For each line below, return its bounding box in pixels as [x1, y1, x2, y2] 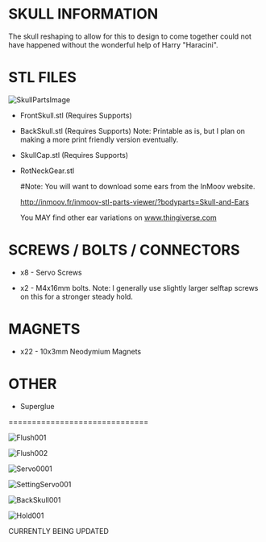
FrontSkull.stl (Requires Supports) [19, 110, 133, 120]
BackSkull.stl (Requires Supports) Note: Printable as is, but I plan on [19, 126, 246, 135]
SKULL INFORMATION [8, 5, 159, 23]
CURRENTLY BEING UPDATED [8, 526, 109, 536]
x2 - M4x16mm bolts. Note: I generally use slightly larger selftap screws [19, 283, 259, 292]
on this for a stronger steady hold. [19, 292, 133, 301]
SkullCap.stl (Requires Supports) [19, 150, 129, 159]
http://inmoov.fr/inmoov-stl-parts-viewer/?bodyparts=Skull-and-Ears [19, 197, 250, 206]
